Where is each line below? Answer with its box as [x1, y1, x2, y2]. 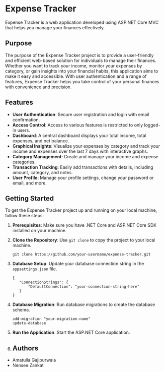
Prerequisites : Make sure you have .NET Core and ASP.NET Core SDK [12, 222, 157, 228]
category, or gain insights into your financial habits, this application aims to [5, 68, 159, 74]
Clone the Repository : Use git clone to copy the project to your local [12, 237, 156, 243]
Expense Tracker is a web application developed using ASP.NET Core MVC [5, 19, 159, 25]
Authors [12, 344, 39, 352]
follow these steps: [5, 213, 44, 219]
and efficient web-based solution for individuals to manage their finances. [5, 58, 157, 63]
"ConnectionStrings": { [19, 280, 69, 285]
